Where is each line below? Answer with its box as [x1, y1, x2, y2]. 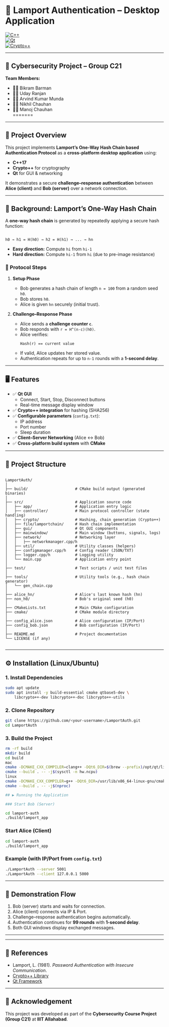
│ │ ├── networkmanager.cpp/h [5, 539, 78, 545]
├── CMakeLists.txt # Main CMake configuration [5, 606, 134, 611]
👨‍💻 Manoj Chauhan [12, 106, 53, 112]
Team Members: [5, 75, 40, 81]
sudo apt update [5, 685, 39, 691]
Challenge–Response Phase [12, 311, 72, 317]
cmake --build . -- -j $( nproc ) [5, 783, 71, 789]
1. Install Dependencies [5, 674, 63, 681]
